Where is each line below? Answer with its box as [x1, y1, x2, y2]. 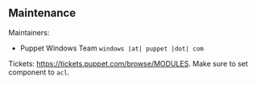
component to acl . [8, 67, 70, 77]
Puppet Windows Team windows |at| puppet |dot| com [19, 43, 204, 53]
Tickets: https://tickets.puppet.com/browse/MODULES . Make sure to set [8, 59, 248, 68]
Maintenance [8, 6, 76, 20]
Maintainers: [8, 27, 50, 37]
